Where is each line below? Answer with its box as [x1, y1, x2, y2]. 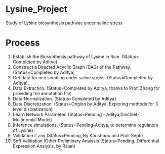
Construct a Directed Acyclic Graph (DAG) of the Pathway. [12, 64, 131, 70]
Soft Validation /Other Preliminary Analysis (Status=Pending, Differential [12, 138, 160, 144]
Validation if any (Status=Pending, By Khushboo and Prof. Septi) [12, 132, 143, 138]
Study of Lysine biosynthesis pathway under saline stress [5, 20, 123, 26]
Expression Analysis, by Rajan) [12, 143, 76, 149]
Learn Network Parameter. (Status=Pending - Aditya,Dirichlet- [12, 111, 140, 117]
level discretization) [12, 106, 53, 112]
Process [5, 37, 40, 49]
